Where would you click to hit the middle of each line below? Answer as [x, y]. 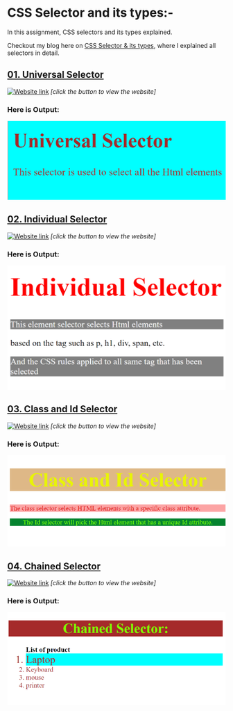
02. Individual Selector [57, 219]
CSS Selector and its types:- [90, 13]
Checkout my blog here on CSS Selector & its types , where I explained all [112, 45]
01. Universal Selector [55, 75]
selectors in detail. [34, 53]
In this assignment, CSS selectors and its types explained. [90, 32]
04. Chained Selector [54, 566]
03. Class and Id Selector [62, 409]
